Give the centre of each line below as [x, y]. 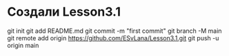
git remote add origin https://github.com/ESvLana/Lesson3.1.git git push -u [113, 38]
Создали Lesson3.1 [64, 12]
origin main [23, 45]
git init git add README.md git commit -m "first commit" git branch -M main [114, 31]
